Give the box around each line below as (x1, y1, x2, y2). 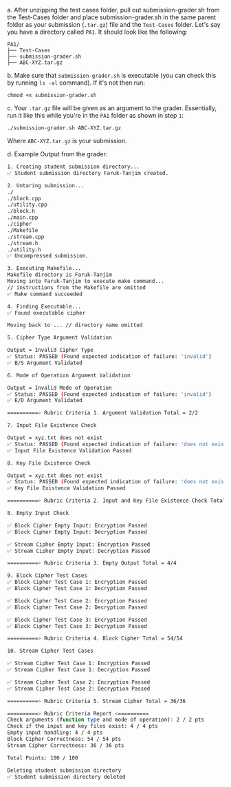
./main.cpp (7, 214, 38, 221)
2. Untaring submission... (7, 182, 85, 189)
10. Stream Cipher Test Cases (7, 647, 94, 655)
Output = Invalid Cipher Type (7, 347, 94, 354)
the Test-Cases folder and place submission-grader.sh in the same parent (7, 13, 217, 21)
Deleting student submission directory (7, 767, 122, 774)
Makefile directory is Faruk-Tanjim (7, 271, 112, 278)
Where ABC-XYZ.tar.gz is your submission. (7, 137, 127, 145)
